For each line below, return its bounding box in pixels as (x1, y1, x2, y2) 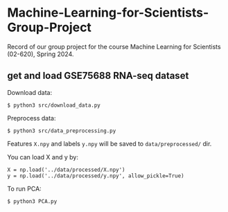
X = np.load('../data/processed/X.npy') (7, 166, 126, 173)
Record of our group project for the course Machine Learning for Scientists (7, 42, 221, 51)
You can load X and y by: (7, 152, 78, 161)
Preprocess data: (7, 114, 56, 122)
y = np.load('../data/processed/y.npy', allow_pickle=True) (7, 172, 185, 179)
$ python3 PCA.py (7, 197, 58, 205)
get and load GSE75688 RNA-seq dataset (7, 70, 189, 82)
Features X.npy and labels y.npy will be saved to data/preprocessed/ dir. (7, 139, 212, 148)
